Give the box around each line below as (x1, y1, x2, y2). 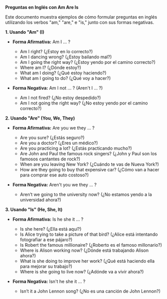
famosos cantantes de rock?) (20, 156, 81, 162)
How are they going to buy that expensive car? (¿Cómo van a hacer (20, 167, 159, 172)
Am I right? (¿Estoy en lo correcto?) (20, 49, 93, 54)
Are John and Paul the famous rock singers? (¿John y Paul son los (20, 151, 157, 156)
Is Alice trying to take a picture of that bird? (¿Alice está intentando (20, 231, 158, 237)
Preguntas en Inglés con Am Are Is (5, 5, 79, 10)
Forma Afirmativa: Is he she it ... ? (12, 216, 84, 222)
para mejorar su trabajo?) (20, 263, 73, 269)
